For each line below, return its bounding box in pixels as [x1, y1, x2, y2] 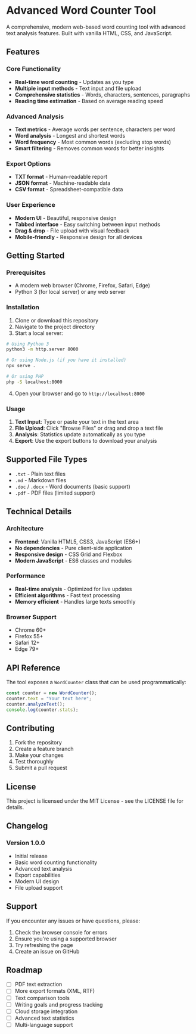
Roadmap [6, 965, 43, 975]
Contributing [6, 723, 55, 733]
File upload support [14, 884, 63, 891]
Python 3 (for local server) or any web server [14, 288, 126, 296]
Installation [6, 303, 40, 312]
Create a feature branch [14, 746, 74, 753]
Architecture [6, 524, 44, 533]
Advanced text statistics [14, 1014, 74, 1021]
